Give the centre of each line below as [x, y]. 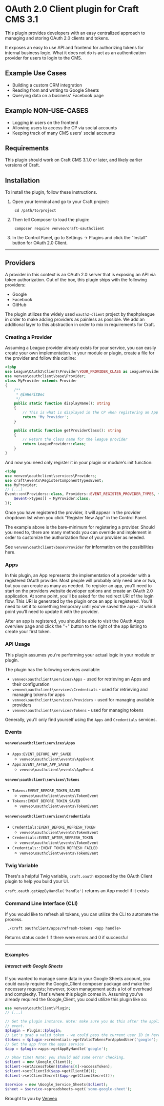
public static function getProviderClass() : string [67, 430]
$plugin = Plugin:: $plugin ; [34, 1031]
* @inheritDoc [30, 394]
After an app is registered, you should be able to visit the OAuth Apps [75, 621]
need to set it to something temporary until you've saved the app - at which [81, 607]
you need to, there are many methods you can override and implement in [78, 532]
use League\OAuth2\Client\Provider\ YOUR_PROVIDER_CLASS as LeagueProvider [83, 372]
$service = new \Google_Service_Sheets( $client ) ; [57, 1085]
